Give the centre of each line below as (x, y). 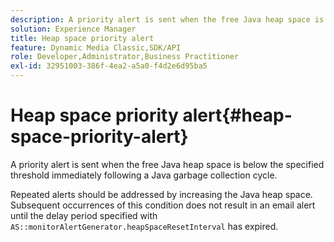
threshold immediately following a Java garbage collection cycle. (144, 175)
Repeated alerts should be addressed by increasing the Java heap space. (161, 194)
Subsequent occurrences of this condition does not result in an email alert (163, 205)
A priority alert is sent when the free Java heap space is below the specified (167, 164)
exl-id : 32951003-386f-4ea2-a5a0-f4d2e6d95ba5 (109, 66)
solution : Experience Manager (73, 29)
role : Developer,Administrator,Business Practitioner (125, 57)
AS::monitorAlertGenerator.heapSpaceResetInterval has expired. (144, 226)
